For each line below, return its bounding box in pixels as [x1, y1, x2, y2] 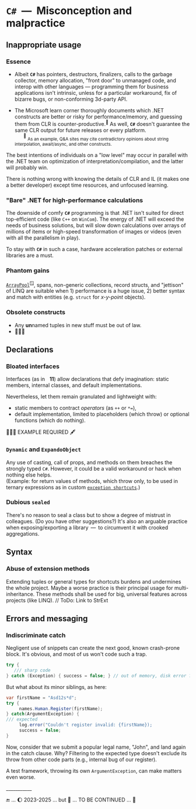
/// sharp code [13, 667, 51, 674]
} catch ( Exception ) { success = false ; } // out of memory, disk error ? [6, 673, 192, 678]
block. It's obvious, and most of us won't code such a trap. [6, 651, 148, 658]
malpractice [6, 16, 65, 30]
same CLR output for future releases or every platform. [14, 126, 147, 133]
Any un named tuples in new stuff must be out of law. [14, 321, 142, 328]
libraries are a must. [6, 252, 54, 259]
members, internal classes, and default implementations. [6, 382, 142, 389]
